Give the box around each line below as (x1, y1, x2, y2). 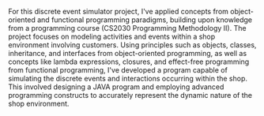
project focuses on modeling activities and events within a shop (8, 32, 216, 41)
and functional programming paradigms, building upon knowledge (36, 15, 253, 24)
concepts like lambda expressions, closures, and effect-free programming (8, 57, 250, 66)
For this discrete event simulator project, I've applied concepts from (8, 7, 229, 16)
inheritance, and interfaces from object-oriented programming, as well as (8, 49, 247, 58)
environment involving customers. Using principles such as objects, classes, (8, 40, 257, 50)
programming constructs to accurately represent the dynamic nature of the (8, 91, 253, 99)
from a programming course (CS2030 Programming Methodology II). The (8, 24, 247, 32)
